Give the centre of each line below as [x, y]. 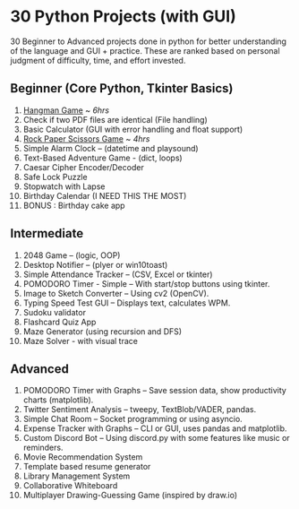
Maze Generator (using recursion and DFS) [103, 331]
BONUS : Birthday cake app [74, 205]
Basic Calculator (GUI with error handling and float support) [133, 129]
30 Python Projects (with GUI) [123, 17]
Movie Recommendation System [83, 457]
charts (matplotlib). [58, 400]
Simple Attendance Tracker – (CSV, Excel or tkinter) [118, 274]
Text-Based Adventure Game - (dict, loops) [103, 158]
